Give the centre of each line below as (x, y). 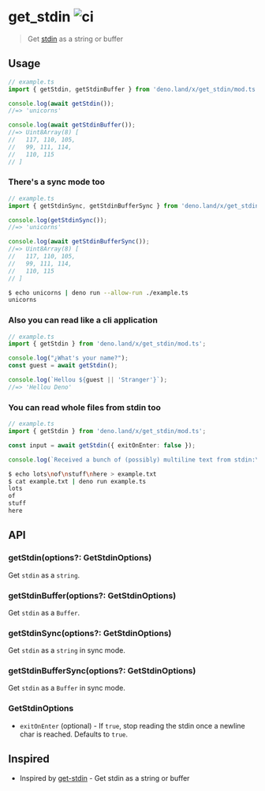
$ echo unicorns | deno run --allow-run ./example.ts (99, 292)
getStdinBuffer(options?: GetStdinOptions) (92, 595)
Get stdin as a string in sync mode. (67, 650)
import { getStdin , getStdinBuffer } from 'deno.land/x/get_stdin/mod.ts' (134, 89)
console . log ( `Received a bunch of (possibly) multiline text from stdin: (132, 460)
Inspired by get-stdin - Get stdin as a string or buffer (105, 778)
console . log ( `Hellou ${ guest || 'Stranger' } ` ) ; (88, 380)
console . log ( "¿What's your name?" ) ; (68, 358)
